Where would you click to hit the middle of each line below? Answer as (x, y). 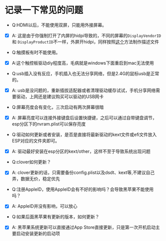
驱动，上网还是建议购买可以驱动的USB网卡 (60, 97)
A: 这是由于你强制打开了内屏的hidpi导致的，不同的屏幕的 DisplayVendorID (86, 35)
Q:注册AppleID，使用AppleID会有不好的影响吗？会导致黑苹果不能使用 (83, 189)
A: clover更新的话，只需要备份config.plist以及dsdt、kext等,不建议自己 (83, 173)
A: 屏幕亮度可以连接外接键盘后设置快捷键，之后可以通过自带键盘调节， (84, 118)
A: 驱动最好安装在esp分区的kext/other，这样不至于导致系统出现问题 (81, 151)
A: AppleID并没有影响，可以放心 (44, 206)
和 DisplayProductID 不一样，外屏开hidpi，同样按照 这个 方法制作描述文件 (85, 42)
